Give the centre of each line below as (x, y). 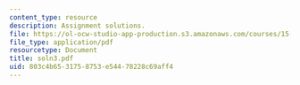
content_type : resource (54, 17)
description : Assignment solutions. (77, 26)
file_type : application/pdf (62, 42)
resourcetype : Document (54, 50)
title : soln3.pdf (42, 58)
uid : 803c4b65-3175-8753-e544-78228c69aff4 (92, 67)
